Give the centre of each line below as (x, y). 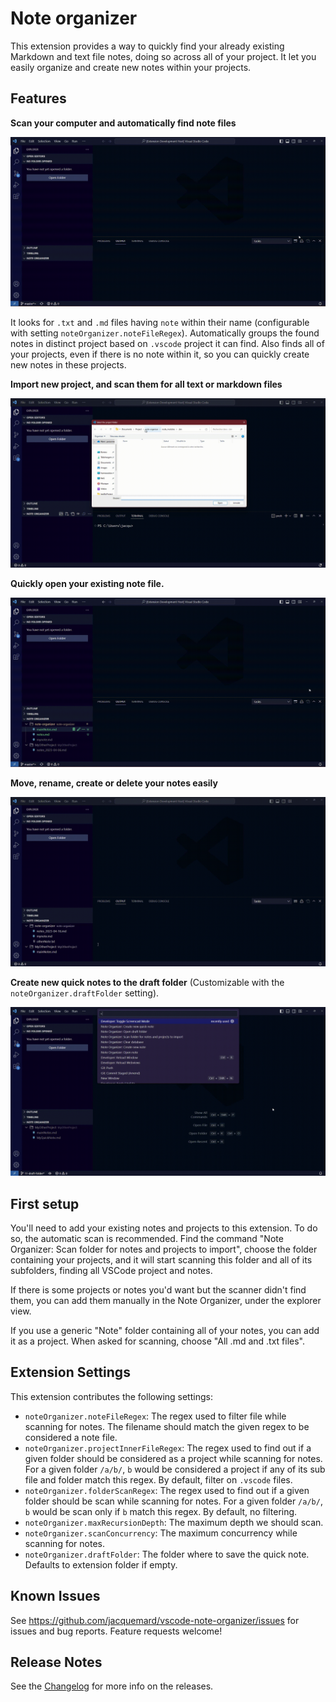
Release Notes (56, 1662)
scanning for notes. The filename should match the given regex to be (167, 1426)
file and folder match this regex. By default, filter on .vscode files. (158, 1479)
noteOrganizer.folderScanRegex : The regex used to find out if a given (167, 1490)
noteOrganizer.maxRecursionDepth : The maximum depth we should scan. (174, 1522)
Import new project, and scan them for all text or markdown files (146, 384)
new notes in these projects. (68, 364)
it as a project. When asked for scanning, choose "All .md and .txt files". (158, 1341)
